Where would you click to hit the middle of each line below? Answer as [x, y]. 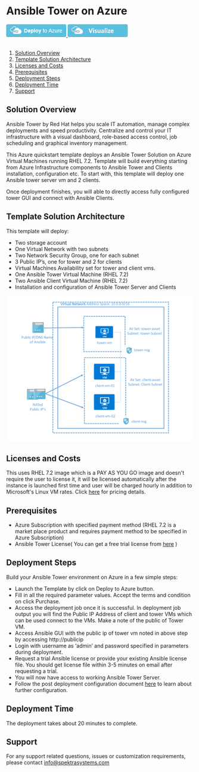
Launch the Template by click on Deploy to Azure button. [85, 588]
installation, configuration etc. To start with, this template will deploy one [95, 174]
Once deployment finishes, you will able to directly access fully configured [98, 192]
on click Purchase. [38, 601]
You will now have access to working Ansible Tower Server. [88, 677]
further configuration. [41, 690]
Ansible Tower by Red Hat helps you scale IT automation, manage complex [98, 124]
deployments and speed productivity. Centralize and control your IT [89, 130]
